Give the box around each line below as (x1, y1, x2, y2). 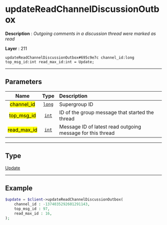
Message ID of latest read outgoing (59, 123, 142, 130)
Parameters (5, 78, 42, 86)
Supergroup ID (59, 101, 93, 108)
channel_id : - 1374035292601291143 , (14, 202, 90, 207)
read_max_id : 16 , (14, 211, 52, 216)
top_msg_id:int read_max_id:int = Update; (5, 59, 94, 64)
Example (5, 184, 33, 192)
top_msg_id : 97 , (14, 207, 50, 212)
